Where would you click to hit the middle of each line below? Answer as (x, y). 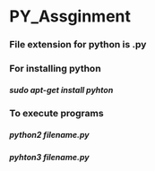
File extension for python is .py (78, 45)
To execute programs (57, 113)
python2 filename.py (49, 134)
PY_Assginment (70, 17)
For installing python (55, 69)
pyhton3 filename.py (49, 157)
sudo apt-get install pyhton (61, 90)
